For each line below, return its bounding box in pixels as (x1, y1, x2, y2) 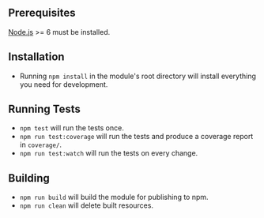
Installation (8, 51, 65, 64)
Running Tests (8, 103, 81, 116)
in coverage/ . (19, 140, 62, 149)
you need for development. (19, 79, 108, 89)
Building (8, 171, 50, 185)
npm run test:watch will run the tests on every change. (19, 148, 198, 158)
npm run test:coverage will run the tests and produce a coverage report (19, 132, 254, 141)
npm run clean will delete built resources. (19, 201, 154, 210)
